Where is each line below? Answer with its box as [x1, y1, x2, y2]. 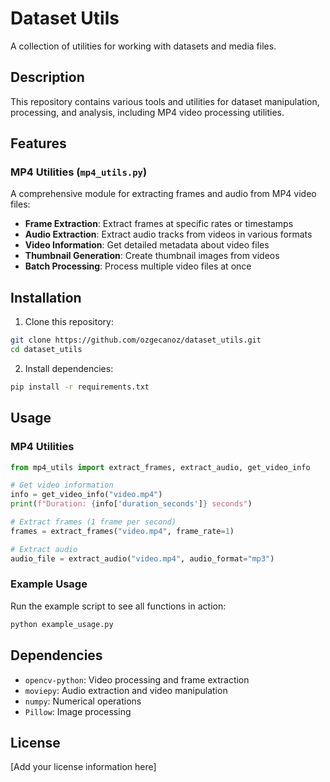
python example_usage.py [10, 619, 114, 629]
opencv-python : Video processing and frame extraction [24, 673, 250, 686]
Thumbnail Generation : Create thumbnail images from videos [24, 250, 280, 262]
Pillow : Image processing [24, 705, 132, 717]
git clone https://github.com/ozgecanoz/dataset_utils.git [10, 335, 262, 346]
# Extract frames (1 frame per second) [10, 517, 177, 527]
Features [10, 135, 67, 152]
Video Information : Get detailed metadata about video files [24, 239, 270, 251]
